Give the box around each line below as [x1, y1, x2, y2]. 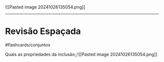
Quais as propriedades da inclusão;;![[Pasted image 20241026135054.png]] [5, 51, 158, 57]
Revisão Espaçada [5, 26, 82, 37]
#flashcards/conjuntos [5, 41, 50, 48]
